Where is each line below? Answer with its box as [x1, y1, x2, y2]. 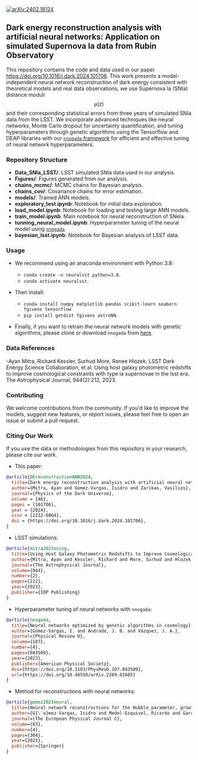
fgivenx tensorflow [23, 307, 72, 312]
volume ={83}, [11, 721, 44, 727]
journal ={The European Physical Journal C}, [11, 716, 123, 722]
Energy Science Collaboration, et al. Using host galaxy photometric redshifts [6, 364, 192, 371]
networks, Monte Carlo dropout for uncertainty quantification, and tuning [6, 122, 183, 129]
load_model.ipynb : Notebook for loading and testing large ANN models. [14, 206, 190, 214]
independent [6, 78, 37, 85]
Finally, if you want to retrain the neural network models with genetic [14, 323, 181, 330]
